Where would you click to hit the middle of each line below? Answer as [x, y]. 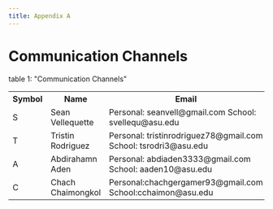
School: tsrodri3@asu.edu [158, 146]
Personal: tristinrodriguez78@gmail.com [186, 135]
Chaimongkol [76, 192]
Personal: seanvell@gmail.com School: [182, 112]
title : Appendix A [39, 16]
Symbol [28, 98]
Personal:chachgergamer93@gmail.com [186, 182]
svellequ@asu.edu [144, 122]
